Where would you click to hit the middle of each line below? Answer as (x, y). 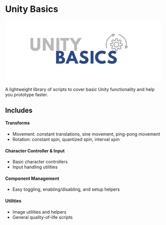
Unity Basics (32, 9)
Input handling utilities (35, 167)
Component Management (32, 178)
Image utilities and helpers (39, 212)
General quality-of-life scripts (42, 217)
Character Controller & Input (35, 150)
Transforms (18, 123)
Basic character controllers (40, 162)
